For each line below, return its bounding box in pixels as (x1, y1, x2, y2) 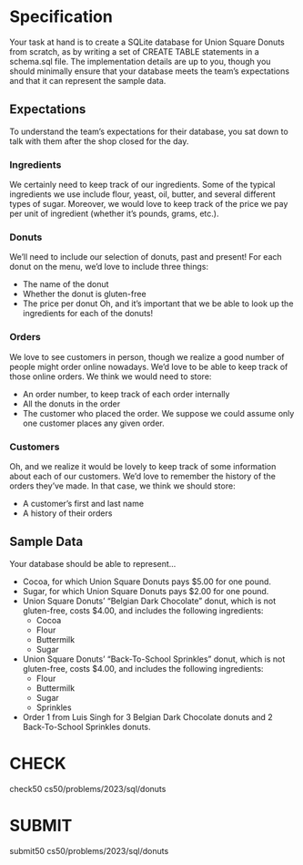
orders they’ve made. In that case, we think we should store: (9, 480, 236, 491)
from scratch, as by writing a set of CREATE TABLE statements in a (9, 46, 259, 57)
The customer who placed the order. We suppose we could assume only (22, 407, 295, 418)
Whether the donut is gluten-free (22, 289, 147, 300)
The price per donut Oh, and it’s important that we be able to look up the (22, 298, 294, 309)
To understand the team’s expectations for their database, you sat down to (9, 126, 288, 137)
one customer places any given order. (22, 417, 166, 428)
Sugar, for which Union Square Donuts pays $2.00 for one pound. (22, 585, 269, 596)
